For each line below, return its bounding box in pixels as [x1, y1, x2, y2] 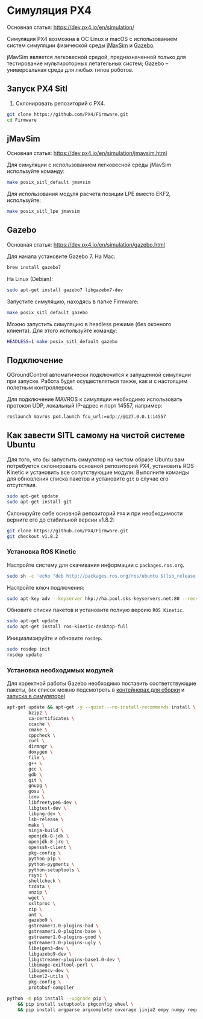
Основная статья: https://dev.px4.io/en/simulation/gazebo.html [7, 241, 165, 248]
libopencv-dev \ [28, 968, 69, 974]
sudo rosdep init [7, 646, 51, 652]
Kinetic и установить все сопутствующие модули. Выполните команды [7, 468, 189, 476]
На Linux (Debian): [7, 275, 54, 282]
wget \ [28, 895, 45, 901]
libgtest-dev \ [28, 805, 67, 811]
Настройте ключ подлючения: [7, 584, 85, 591]
